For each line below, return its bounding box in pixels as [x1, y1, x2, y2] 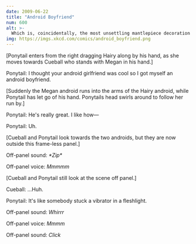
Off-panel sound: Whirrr [6, 209, 65, 215]
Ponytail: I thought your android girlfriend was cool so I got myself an [6, 70, 173, 76]
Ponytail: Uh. [6, 123, 37, 129]
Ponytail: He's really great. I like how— [6, 111, 99, 118]
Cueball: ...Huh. [6, 186, 44, 193]
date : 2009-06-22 [6, 8, 49, 15]
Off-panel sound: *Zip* [6, 152, 63, 159]
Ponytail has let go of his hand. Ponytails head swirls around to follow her [6, 93, 184, 101]
